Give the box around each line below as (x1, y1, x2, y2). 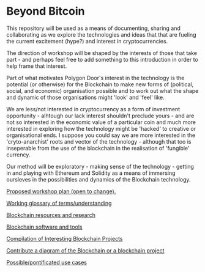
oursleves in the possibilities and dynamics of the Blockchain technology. (6, 175, 191, 183)
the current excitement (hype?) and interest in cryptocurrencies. (6, 37, 168, 45)
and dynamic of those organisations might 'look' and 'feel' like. (6, 94, 165, 101)
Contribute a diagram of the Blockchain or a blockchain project (6, 246, 165, 254)
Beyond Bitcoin (6, 4, 85, 18)
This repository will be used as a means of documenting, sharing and (6, 24, 181, 32)
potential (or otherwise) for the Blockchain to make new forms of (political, (6, 81, 194, 88)
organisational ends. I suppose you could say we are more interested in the (6, 131, 196, 139)
